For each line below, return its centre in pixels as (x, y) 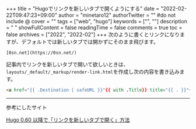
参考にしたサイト (27, 107)
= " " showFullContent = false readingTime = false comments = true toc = (94, 27)
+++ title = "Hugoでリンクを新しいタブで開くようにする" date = (83, 8)
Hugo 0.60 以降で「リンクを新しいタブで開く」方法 (68, 120)
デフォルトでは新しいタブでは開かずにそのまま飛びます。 (90, 42)
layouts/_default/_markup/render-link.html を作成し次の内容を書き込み (93, 72)
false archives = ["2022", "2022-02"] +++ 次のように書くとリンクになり (93, 34)
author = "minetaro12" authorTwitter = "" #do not (117, 15)
